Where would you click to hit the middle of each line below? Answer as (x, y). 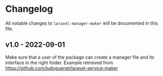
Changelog (29, 9)
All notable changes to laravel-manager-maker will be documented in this (82, 23)
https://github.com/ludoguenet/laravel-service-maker (62, 68)
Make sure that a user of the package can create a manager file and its (80, 57)
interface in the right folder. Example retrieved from (59, 63)
